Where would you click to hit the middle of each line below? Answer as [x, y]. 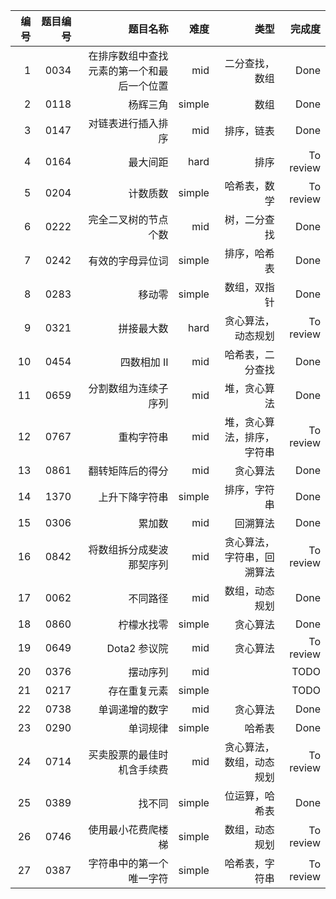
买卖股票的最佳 [123, 754]
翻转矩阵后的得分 [128, 471]
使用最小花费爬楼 [128, 829]
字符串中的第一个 [128, 863]
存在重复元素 [138, 691]
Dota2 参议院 [137, 648]
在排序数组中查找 [128, 56]
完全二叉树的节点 [128, 219]
